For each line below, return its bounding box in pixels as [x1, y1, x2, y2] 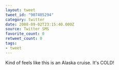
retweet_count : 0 [5, 36, 43, 41]
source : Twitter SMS [5, 27, 50, 32]
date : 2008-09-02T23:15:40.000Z [5, 21, 74, 27]
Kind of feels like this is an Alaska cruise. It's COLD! [5, 59, 114, 65]
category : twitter [5, 17, 45, 22]
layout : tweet [5, 7, 36, 13]
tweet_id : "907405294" [5, 12, 54, 17]
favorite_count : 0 [5, 31, 45, 36]
